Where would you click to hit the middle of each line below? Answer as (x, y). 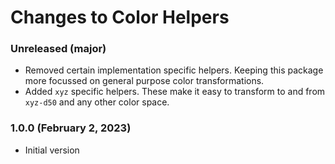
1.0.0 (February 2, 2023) (71, 128)
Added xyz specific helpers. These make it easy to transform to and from (175, 92)
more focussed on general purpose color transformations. (144, 81)
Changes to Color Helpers (120, 17)
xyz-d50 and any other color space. (97, 102)
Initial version (52, 150)
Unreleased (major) (58, 49)
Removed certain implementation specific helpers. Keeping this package (174, 70)
